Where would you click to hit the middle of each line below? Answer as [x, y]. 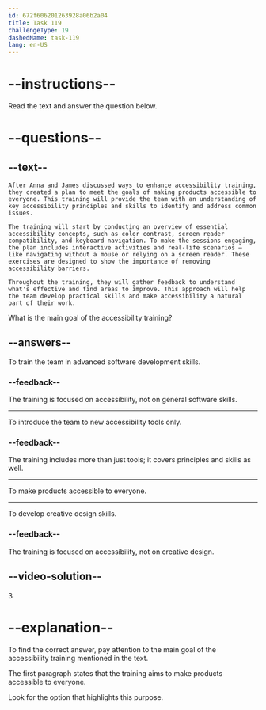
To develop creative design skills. [63, 514]
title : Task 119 [35, 23]
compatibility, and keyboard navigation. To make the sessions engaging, [133, 241]
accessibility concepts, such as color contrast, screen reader [116, 234]
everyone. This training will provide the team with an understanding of [133, 199]
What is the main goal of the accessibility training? [90, 318]
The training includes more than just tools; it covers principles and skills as [130, 460]
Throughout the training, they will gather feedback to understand [122, 283]
